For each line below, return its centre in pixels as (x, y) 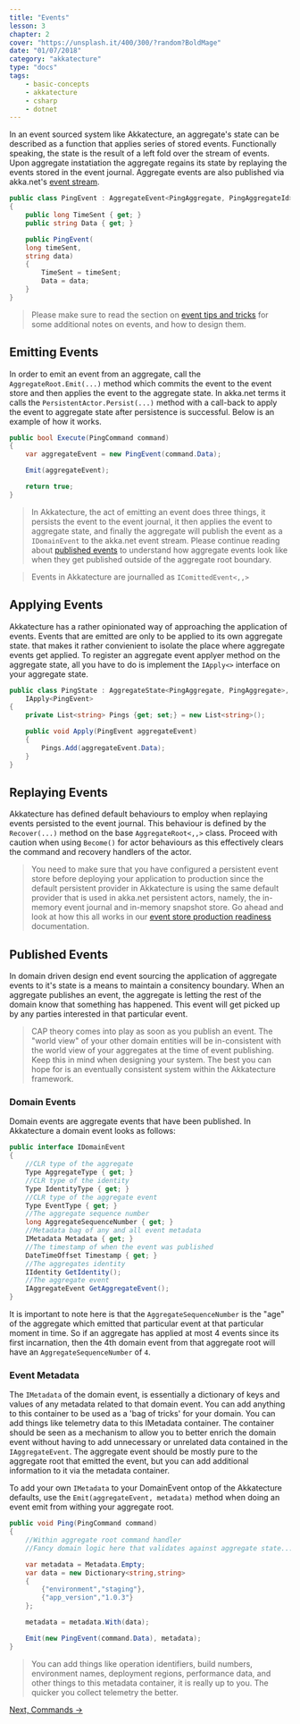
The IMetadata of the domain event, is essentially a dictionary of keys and (145, 1395)
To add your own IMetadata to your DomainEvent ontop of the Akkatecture (146, 1488)
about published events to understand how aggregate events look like (159, 550)
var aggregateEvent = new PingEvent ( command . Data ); (123, 454)
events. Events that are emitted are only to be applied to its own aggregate (146, 636)
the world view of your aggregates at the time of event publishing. (152, 1051)
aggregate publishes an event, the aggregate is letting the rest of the (135, 995)
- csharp (42, 101)
